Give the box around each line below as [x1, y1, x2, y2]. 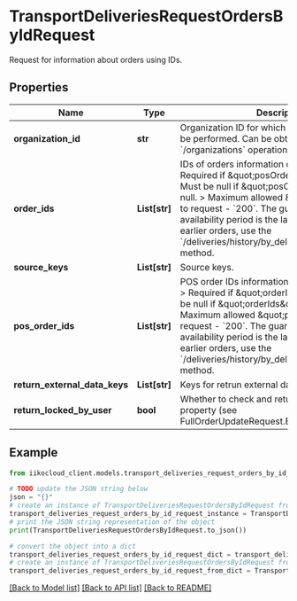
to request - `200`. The [179, 202, 277, 215]
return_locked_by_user [13, 403, 112, 416]
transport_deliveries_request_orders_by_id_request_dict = [9, 550, 232, 559]
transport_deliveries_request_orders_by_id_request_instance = [9, 510, 247, 519]
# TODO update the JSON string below [9, 485, 148, 494]
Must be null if [179, 180, 240, 192]
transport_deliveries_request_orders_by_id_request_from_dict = [9, 566, 251, 575]
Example [9, 445, 58, 460]
